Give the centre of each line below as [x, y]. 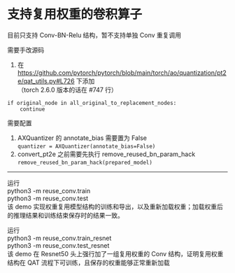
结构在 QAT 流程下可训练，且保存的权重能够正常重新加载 [88, 262]
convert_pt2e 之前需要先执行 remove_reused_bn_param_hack [106, 154]
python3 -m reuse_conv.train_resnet [59, 238]
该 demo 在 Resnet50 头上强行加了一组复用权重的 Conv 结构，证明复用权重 [115, 253]
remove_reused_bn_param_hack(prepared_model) [85, 162]
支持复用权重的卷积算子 [75, 14]
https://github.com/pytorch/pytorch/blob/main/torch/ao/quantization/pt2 [122, 72]
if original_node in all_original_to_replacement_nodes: [92, 103]
